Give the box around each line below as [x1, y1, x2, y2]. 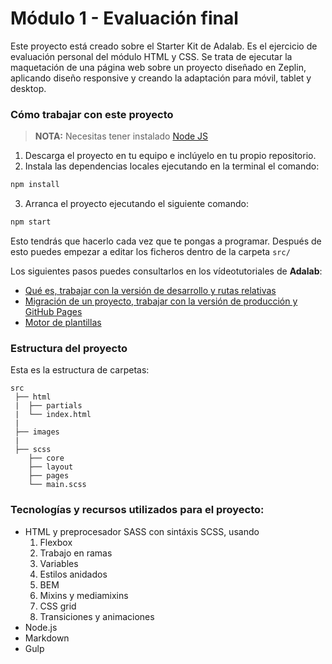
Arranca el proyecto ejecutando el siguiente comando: [24, 198, 250, 210]
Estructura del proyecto [10, 341, 128, 355]
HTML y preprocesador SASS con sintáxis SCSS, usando [24, 525, 260, 537]
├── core [28, 453, 65, 464]
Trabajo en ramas [39, 547, 113, 559]
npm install [10, 180, 60, 190]
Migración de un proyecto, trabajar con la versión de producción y [24, 295, 298, 307]
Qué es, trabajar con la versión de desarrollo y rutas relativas [24, 284, 277, 296]
